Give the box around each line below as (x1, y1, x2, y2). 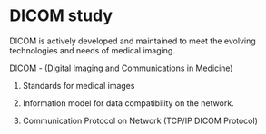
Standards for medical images (22, 80, 135, 91)
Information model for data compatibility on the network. (22, 97, 234, 109)
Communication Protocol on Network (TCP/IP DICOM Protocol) (22, 115, 259, 126)
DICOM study (9, 5, 113, 26)
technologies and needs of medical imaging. (9, 44, 175, 55)
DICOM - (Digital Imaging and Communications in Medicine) (9, 62, 233, 73)
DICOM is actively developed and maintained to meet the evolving (9, 35, 256, 46)
